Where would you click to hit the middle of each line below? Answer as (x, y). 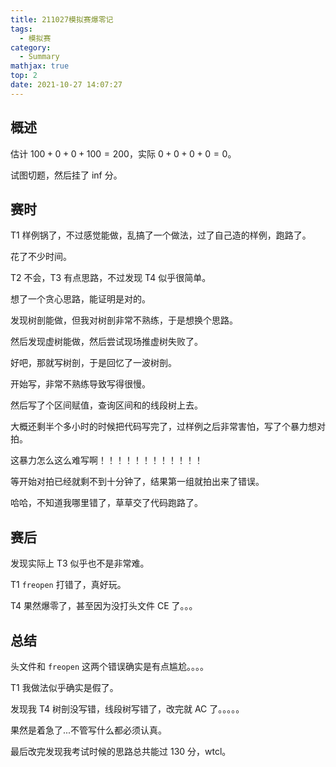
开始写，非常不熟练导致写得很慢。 (80, 384)
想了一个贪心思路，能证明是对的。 (80, 299)
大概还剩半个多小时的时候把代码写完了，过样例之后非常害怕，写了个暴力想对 (168, 427)
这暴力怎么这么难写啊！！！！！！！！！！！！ (106, 460)
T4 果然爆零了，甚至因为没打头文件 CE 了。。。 (104, 606)
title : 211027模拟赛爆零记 (62, 19)
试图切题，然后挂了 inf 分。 (66, 175)
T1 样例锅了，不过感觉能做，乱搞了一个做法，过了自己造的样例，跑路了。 (161, 235)
